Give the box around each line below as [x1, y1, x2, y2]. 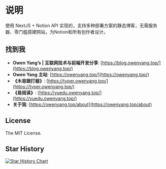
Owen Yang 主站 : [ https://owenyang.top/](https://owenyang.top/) [12, 71, 150, 77]
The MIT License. [5, 130, 42, 136]
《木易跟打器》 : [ [12, 77, 48, 84]
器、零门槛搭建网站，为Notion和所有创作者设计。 [5, 29, 108, 35]
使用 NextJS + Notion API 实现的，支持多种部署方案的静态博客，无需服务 [5, 22, 157, 29]
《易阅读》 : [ [12, 90, 40, 96]
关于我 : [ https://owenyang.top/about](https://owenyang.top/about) [12, 101, 152, 107]
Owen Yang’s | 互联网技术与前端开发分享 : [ [12, 60, 103, 66]
